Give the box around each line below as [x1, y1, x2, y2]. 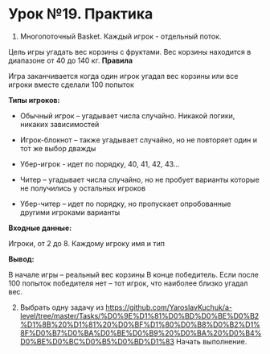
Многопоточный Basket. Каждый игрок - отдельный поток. [19, 31, 222, 41]
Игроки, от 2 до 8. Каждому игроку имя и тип [8, 238, 165, 248]
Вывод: [8, 254, 35, 264]
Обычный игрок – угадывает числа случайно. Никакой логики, [19, 110, 235, 121]
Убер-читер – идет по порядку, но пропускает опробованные [19, 199, 231, 208]
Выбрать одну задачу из [19, 303, 104, 312]
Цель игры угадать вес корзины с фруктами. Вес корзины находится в [8, 47, 252, 56]
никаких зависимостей [19, 119, 100, 129]
